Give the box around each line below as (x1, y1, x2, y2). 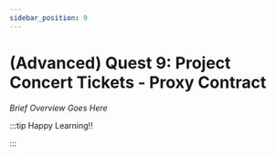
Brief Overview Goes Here (9, 102, 108, 113)
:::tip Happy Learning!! (9, 120, 93, 130)
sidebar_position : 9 (9, 13, 89, 23)
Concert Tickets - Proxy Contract (9, 72, 267, 92)
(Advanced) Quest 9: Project (9, 52, 231, 73)
